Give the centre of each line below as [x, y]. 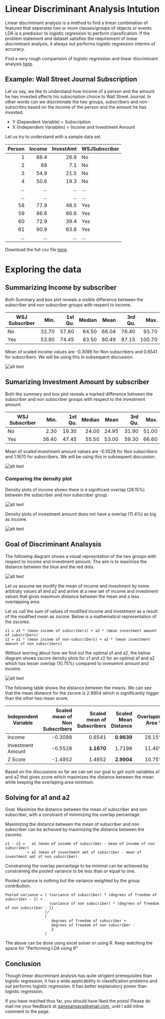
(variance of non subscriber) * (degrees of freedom [104, 904]
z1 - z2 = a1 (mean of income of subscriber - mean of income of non [80, 844]
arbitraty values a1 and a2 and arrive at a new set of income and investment [82, 591]
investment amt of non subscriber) [41, 857]
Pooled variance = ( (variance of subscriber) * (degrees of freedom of [81, 895]
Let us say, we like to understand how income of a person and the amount [80, 91]
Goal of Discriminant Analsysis [53, 544]
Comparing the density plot [39, 479]
